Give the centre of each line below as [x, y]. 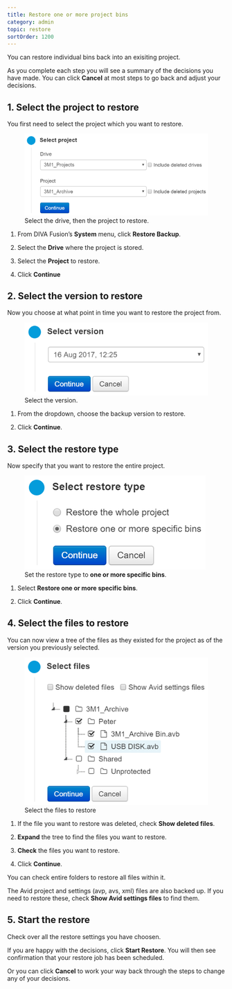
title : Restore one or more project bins [68, 15]
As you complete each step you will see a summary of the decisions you [110, 71]
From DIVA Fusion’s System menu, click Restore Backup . [99, 234]
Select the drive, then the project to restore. [87, 220]
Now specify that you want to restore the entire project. [86, 466]
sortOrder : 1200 [30, 37]
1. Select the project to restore [73, 107]
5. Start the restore [48, 920]
